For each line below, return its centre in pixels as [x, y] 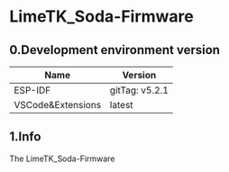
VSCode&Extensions [58, 105]
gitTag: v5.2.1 [139, 90]
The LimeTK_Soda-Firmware [62, 158]
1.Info [25, 137]
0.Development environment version [115, 50]
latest [121, 105]
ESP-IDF [32, 90]
